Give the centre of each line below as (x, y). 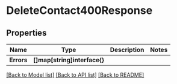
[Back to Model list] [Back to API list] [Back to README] (75, 75)
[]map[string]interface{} (68, 60)
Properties (26, 33)
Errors (18, 60)
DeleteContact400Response (79, 11)
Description (127, 50)
